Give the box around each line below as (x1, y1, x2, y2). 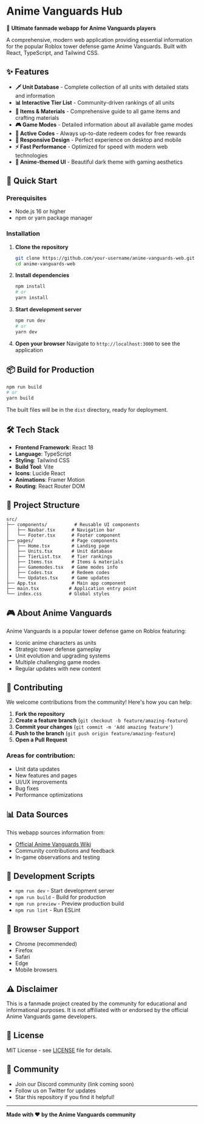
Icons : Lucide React (15, 470, 66, 477)
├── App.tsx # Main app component (6, 580, 126, 586)
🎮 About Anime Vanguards (6, 608, 112, 619)
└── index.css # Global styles (6, 591, 110, 597)
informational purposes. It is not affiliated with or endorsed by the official (6, 1006, 188, 1013)
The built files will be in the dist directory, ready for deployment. (6, 406, 168, 414)
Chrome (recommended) (15, 940, 78, 948)
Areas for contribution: (6, 751, 76, 760)
